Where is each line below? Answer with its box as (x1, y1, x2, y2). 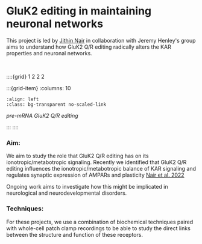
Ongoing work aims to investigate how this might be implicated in (6, 183, 168, 191)
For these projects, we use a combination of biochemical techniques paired (6, 218, 194, 225)
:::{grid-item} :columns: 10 (6, 84, 71, 91)
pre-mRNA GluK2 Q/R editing (6, 112, 78, 119)
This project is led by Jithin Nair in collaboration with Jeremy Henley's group (6, 37, 196, 44)
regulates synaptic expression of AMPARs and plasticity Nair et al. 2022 (6, 171, 185, 178)
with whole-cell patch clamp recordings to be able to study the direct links (6, 224, 191, 232)
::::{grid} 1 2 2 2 (6, 73, 45, 80)
